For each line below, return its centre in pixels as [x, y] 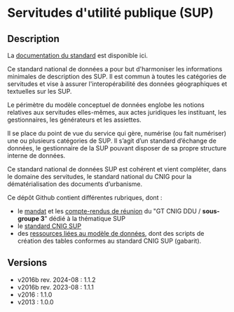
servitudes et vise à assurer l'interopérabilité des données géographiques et [117, 84]
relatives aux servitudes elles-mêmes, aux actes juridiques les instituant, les [117, 112]
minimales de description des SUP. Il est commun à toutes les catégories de [117, 76]
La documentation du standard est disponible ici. [78, 55]
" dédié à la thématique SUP [85, 219]
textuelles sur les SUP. [40, 91]
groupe [28, 219]
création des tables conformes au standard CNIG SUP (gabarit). [109, 241]
